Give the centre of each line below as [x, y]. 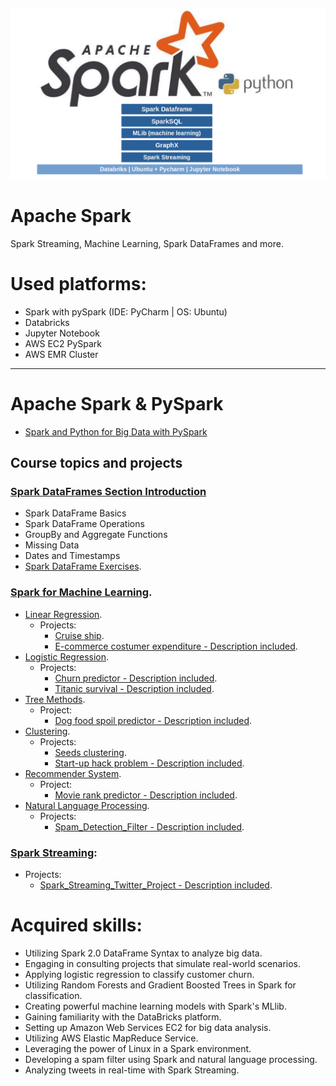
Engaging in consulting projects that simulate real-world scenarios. [162, 963]
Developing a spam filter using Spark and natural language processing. [171, 1059]
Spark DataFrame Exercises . [83, 566]
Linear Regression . [63, 614]
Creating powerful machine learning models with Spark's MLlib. [155, 1006]
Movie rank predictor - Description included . [146, 795]
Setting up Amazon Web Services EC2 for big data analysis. [148, 1027]
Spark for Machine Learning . [81, 592]
